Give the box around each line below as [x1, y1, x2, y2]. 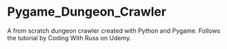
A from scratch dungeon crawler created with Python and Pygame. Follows [7, 27, 221, 35]
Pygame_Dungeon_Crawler [7, 4, 167, 20]
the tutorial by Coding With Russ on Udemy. [7, 33, 132, 42]
